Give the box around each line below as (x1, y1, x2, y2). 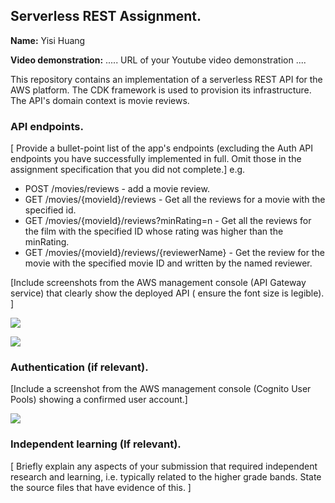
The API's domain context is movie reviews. (10, 94, 190, 106)
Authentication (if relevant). (10, 360, 149, 374)
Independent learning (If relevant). (10, 437, 182, 451)
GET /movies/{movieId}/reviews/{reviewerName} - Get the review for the (24, 247, 325, 259)
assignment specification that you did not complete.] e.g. (10, 164, 246, 176)
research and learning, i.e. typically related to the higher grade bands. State (10, 470, 322, 483)
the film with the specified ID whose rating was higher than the (24, 225, 284, 238)
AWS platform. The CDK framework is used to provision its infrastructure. (10, 84, 312, 96)
